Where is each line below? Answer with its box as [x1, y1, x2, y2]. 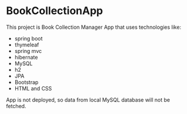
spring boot [14, 35, 43, 42]
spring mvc [14, 47, 42, 54]
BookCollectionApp [6, 4, 103, 18]
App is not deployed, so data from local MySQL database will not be [6, 96, 170, 103]
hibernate [14, 53, 38, 61]
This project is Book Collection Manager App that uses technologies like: [6, 24, 182, 31]
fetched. [6, 102, 26, 109]
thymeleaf [14, 41, 39, 48]
